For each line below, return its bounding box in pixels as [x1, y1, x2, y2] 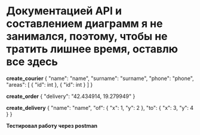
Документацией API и [6, 4, 122, 18]
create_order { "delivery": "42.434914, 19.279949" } [6, 93, 136, 100]
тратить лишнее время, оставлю [6, 42, 178, 56]
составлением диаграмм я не [6, 17, 163, 30]
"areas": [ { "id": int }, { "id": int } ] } [6, 81, 93, 88]
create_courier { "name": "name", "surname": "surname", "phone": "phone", [6, 75, 194, 82]
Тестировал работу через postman [6, 122, 97, 129]
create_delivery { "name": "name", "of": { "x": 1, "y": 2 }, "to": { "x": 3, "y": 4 [6, 104, 194, 111]
